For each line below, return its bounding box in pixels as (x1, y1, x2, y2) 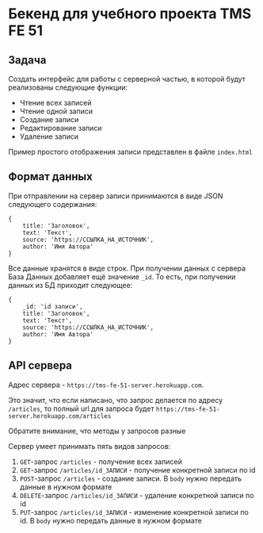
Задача (8, 53, 47, 67)
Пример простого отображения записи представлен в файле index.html (8, 148, 253, 156)
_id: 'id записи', (22, 302, 83, 310)
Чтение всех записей (19, 98, 92, 107)
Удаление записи (19, 132, 79, 141)
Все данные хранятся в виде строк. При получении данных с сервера (8, 263, 246, 273)
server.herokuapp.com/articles (8, 412, 112, 420)
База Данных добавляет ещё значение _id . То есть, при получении (8, 271, 236, 282)
